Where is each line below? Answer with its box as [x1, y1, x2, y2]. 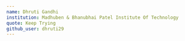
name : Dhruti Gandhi [6, 8, 59, 15]
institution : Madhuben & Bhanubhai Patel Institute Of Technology [6, 14, 179, 20]
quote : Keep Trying [6, 20, 56, 26]
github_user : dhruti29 [6, 25, 64, 32]
